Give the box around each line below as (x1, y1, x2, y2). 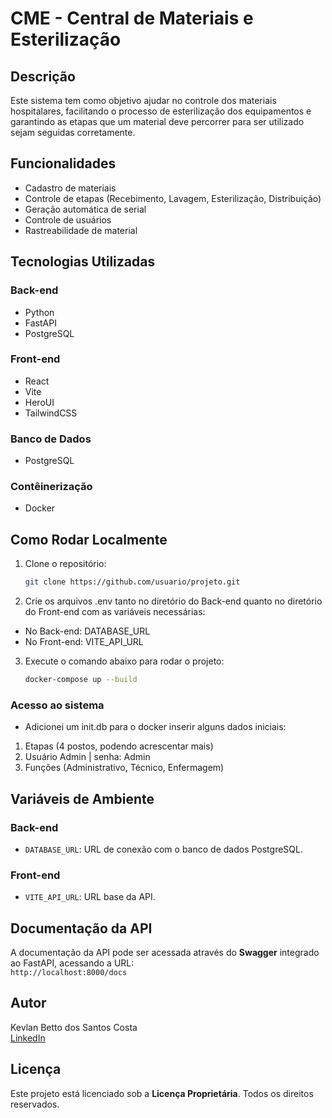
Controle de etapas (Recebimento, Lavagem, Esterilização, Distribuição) (24, 192, 322, 204)
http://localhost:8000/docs (10, 968, 128, 978)
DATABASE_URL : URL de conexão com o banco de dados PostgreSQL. (24, 843, 303, 855)
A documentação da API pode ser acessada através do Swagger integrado (10, 947, 320, 959)
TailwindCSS (24, 407, 78, 419)
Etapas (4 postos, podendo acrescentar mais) (24, 740, 214, 752)
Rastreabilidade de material (24, 224, 138, 236)
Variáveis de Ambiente (10, 790, 155, 807)
